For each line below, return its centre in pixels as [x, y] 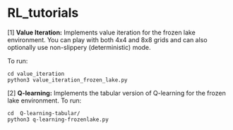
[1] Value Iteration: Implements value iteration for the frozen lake [101, 32]
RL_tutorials [43, 13]
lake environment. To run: [44, 100]
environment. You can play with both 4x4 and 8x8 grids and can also [107, 39]
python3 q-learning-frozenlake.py [58, 119]
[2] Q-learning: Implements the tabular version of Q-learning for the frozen [116, 93]
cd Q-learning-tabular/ [44, 113]
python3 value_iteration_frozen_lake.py [68, 80]
